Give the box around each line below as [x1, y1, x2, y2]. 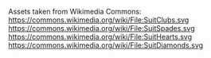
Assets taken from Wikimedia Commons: [8, 7, 142, 16]
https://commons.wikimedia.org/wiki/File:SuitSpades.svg [8, 24, 195, 33]
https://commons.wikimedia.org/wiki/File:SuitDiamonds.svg [8, 41, 204, 50]
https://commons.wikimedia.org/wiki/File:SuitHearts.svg [8, 32, 193, 41]
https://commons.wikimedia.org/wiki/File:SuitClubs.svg [8, 15, 190, 25]
